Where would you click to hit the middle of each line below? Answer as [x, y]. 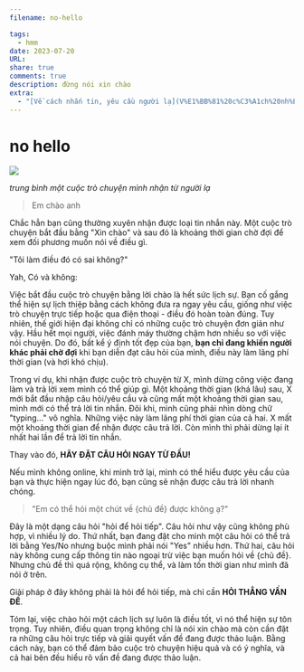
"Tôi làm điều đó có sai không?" [69, 260]
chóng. [23, 492]
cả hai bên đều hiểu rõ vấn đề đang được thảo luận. [105, 658]
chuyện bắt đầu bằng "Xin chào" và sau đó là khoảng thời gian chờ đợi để [147, 232]
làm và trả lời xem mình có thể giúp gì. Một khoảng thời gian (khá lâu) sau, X [151, 389]
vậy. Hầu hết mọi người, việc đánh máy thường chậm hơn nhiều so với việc [148, 333]
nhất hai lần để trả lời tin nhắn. [66, 437]
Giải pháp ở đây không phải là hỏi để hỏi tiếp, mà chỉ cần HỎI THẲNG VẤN [148, 592]
